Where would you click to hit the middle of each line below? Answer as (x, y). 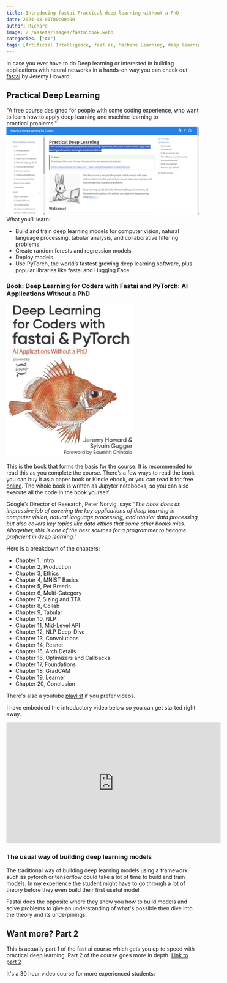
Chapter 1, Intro (35, 560)
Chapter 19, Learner (40, 677)
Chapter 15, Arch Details (46, 651)
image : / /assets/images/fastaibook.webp (60, 32)
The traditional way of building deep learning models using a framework (97, 870)
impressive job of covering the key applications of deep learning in (91, 511)
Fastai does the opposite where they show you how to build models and (97, 902)
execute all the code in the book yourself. (58, 492)
